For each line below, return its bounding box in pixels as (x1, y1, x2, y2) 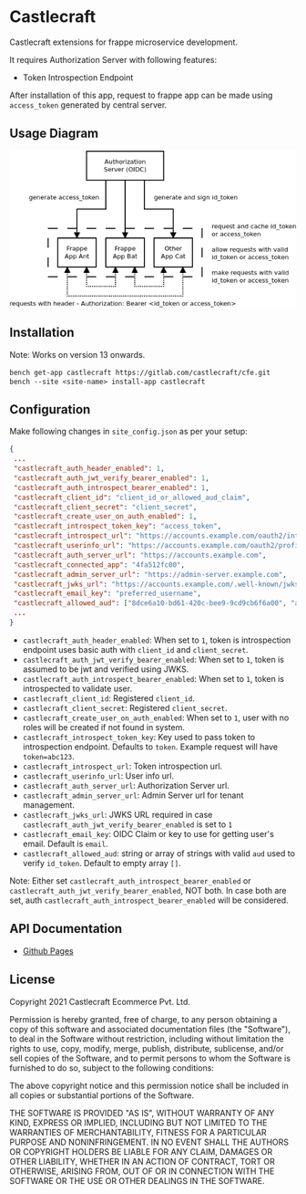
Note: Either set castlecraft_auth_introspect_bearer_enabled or (9, 875, 251, 886)
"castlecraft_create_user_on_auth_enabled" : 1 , (13, 512, 198, 521)
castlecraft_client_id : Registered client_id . (22, 692, 196, 704)
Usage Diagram (9, 126, 99, 141)
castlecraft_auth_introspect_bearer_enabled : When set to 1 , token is (22, 673, 285, 684)
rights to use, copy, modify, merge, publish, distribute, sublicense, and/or (9, 1042, 284, 1053)
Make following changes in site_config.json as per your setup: (9, 426, 248, 437)
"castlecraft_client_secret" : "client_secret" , (13, 502, 198, 512)
